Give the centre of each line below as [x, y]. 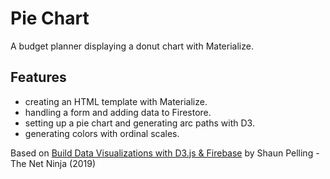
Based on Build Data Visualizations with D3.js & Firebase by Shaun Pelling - [165, 153]
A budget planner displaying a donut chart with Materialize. [132, 46]
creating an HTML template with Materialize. [116, 101]
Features [38, 77]
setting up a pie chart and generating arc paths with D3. [139, 123]
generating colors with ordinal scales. [102, 133]
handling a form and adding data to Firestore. [118, 112]
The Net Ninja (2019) [53, 163]
